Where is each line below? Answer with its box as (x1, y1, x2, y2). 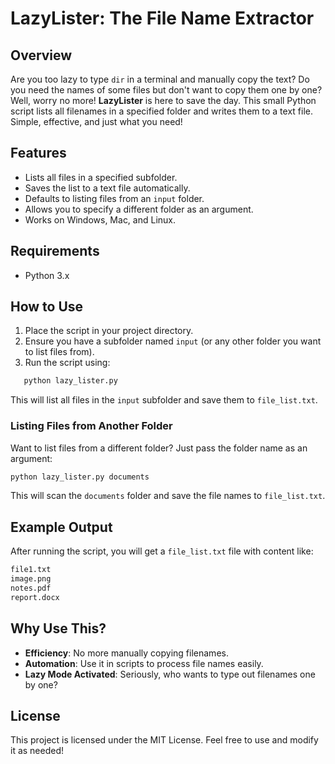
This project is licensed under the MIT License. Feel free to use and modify (10, 734, 319, 746)
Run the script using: (24, 357, 111, 369)
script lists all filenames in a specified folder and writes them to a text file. (10, 105, 313, 117)
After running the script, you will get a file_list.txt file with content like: (10, 545, 314, 557)
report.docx (10, 592, 60, 602)
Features (10, 145, 67, 162)
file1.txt (10, 565, 52, 575)
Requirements (10, 243, 100, 260)
